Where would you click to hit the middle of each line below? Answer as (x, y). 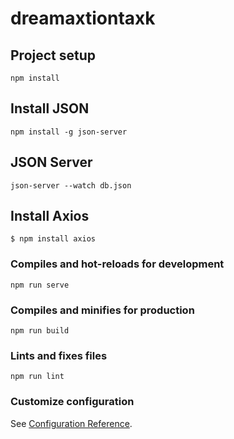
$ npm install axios (53, 239)
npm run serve (40, 285)
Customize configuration (72, 402)
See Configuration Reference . (71, 423)
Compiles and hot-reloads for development (117, 264)
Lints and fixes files (59, 355)
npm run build (40, 331)
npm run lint (37, 377)
